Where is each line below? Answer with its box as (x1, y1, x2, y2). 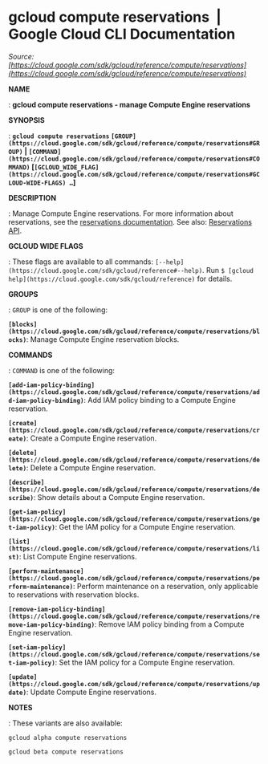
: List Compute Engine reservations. (18, 551, 137, 561)
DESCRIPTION (8, 193, 57, 202)
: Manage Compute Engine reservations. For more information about (8, 209, 234, 218)
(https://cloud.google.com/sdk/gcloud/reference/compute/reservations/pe (8, 574, 261, 582)
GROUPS (8, 289, 39, 299)
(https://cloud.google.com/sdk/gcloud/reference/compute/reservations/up (8, 680, 261, 688)
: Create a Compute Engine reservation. (26, 433, 157, 443)
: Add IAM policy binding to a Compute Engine (83, 395, 237, 404)
